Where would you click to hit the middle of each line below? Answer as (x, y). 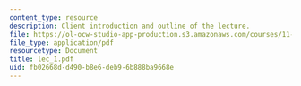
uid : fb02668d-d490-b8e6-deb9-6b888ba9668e (92, 68)
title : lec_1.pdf (42, 59)
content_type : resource (54, 17)
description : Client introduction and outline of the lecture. (130, 26)
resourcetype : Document (54, 51)
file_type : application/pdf (62, 43)
